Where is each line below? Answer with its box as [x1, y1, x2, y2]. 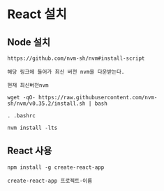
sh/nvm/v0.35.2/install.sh [7, 100, 86, 107]
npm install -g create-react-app [7, 164, 105, 171]
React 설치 [7, 6, 68, 22]
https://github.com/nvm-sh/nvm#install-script [7, 55, 145, 62]
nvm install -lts [7, 124, 58, 131]
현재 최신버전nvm [7, 82, 49, 89]
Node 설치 [7, 36, 51, 48]
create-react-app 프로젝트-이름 [7, 177, 93, 184]
